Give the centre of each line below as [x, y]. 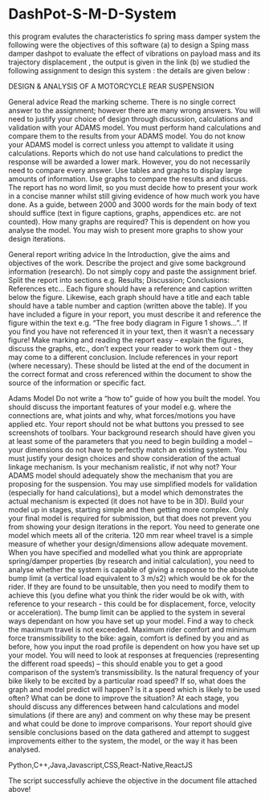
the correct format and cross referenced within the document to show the [130, 374]
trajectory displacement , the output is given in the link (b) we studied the [129, 62]
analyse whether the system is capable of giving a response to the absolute [133, 570]
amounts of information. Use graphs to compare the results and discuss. [128, 179]
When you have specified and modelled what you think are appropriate [126, 552]
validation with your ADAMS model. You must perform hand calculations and [134, 127]
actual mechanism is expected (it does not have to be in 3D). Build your [126, 501]
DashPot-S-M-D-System [92, 14]
